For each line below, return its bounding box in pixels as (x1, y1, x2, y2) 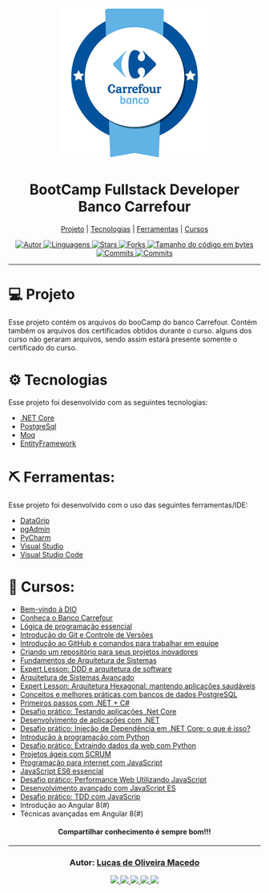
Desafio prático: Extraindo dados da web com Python (19, 741, 196, 750)
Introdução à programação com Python (19, 732, 151, 741)
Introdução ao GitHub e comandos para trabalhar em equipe (19, 638, 219, 648)
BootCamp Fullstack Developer (29, 180, 240, 199)
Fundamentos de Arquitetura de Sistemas (19, 655, 158, 665)
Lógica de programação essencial (19, 621, 132, 631)
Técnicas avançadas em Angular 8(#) (19, 809, 144, 818)
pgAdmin (19, 524, 50, 534)
